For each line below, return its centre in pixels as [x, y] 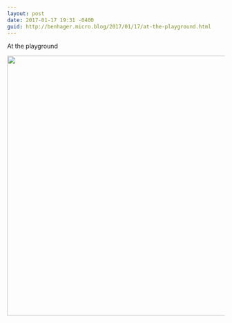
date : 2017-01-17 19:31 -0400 [51, 20]
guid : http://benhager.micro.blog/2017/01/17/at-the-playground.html [109, 26]
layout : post [26, 14]
